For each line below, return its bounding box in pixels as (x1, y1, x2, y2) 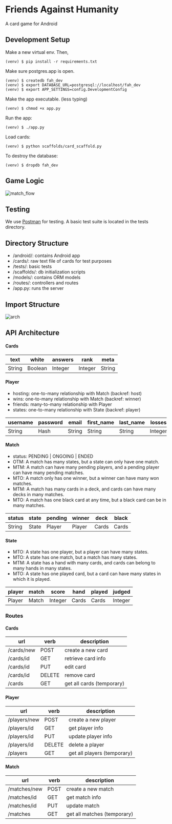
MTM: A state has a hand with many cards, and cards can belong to (12, 560, 156, 566)
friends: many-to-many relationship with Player (12, 401, 112, 407)
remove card (64, 672, 95, 679)
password (38, 419, 63, 426)
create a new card (64, 646, 109, 654)
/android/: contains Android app (12, 252, 80, 259)
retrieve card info (64, 655, 106, 662)
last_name (119, 419, 145, 426)
